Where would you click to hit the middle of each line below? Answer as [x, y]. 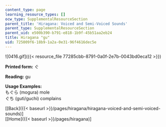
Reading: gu [18, 76]
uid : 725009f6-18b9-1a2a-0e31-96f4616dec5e [51, 42]
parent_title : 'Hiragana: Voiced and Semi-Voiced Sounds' [66, 24]
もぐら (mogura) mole [27, 92]
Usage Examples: [24, 86]
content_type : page [25, 10]
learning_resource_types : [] [35, 14]
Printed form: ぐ [22, 66]
